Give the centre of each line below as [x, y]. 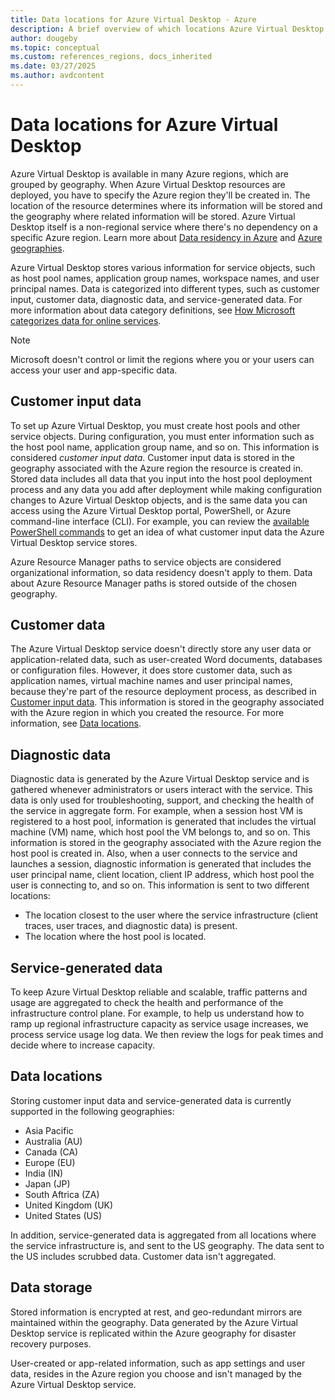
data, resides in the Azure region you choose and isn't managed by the [156, 1373]
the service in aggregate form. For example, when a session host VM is [156, 811]
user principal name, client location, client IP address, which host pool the [162, 875]
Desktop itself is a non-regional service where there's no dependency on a [164, 227]
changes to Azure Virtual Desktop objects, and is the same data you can [159, 500]
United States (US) [63, 1215]
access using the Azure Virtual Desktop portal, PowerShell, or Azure [151, 510]
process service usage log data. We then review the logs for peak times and [167, 1035]
